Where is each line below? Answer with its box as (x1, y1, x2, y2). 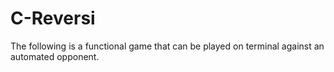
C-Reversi (10, 7, 96, 30)
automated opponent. (10, 50, 100, 62)
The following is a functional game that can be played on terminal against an (10, 40, 325, 52)
